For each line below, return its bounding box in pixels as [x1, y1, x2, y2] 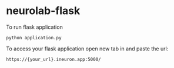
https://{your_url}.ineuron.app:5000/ [6, 56, 101, 62]
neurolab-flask [6, 4, 81, 18]
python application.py [6, 35, 62, 40]
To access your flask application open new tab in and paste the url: [6, 45, 169, 52]
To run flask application [6, 23, 63, 30]
